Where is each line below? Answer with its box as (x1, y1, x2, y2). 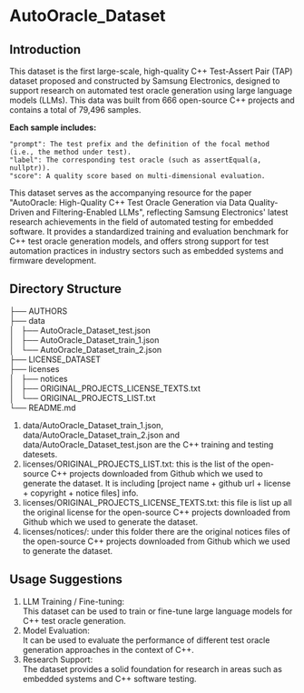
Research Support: (22, 654, 93, 665)
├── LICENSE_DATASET (9, 354, 102, 365)
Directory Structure (9, 281, 123, 296)
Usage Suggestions (9, 572, 123, 588)
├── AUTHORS (9, 306, 68, 316)
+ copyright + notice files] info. (22, 487, 139, 498)
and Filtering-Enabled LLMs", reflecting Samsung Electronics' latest (35, 206, 289, 217)
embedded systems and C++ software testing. (22, 673, 197, 684)
